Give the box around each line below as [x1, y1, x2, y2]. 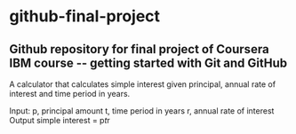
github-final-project [9, 6, 161, 27]
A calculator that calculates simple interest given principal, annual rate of [9, 79, 276, 90]
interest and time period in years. [9, 89, 131, 99]
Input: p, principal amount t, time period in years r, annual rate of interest [9, 106, 275, 116]
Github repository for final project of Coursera [9, 42, 269, 57]
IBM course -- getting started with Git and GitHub [9, 55, 288, 70]
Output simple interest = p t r [9, 115, 111, 125]
